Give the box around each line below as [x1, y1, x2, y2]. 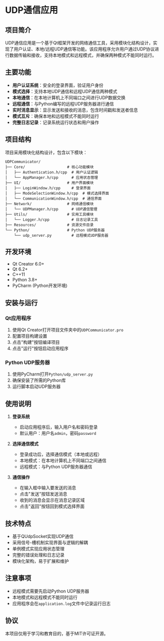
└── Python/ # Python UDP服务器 [5, 227, 105, 233]
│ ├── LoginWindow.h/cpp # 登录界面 [5, 185, 91, 191]
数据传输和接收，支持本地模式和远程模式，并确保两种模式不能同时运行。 [9, 53, 157, 58]
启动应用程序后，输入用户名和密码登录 [19, 424, 98, 430]
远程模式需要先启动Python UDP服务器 [12, 588, 89, 594]
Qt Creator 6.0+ [12, 261, 44, 267]
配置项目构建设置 [12, 333, 47, 339]
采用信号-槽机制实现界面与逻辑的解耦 [12, 539, 88, 545]
